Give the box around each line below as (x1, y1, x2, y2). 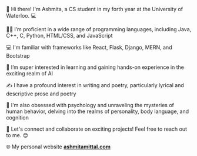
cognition (6, 114, 29, 121)
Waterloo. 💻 (6, 12, 36, 19)
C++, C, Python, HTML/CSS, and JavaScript (6, 32, 113, 39)
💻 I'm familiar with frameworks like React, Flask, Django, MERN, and (6, 44, 172, 51)
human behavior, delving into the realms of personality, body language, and (6, 108, 189, 115)
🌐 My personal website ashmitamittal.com (6, 143, 111, 150)
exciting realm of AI (6, 70, 54, 77)
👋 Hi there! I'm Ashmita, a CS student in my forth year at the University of (6, 6, 183, 12)
